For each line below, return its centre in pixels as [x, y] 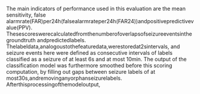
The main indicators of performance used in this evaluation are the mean [96, 9]
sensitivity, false [26, 15]
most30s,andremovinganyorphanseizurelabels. [64, 78]
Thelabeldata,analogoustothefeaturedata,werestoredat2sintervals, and [93, 46]
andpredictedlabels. [61, 40]
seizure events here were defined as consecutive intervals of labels [89, 53]
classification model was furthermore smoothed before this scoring [89, 65]
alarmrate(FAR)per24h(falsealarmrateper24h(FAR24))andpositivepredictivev [100, 21]
